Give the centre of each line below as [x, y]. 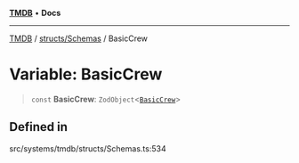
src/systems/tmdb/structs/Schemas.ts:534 [88, 148]
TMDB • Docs [35, 13]
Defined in [39, 127]
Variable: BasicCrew [86, 74]
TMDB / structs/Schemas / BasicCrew [79, 38]
